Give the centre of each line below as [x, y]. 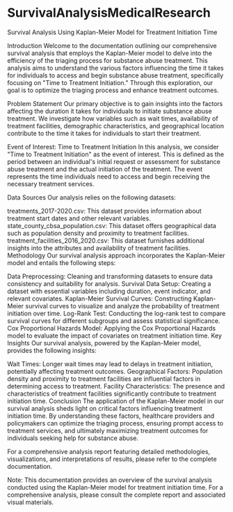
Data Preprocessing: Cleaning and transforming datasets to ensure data [110, 276]
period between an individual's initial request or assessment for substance [114, 161]
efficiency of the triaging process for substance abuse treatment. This [107, 60]
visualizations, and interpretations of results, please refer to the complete [112, 459]
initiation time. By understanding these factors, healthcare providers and [111, 416]
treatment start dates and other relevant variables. [79, 218]
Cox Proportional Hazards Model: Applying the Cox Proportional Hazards [112, 328]
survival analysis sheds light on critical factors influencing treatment [105, 408]
